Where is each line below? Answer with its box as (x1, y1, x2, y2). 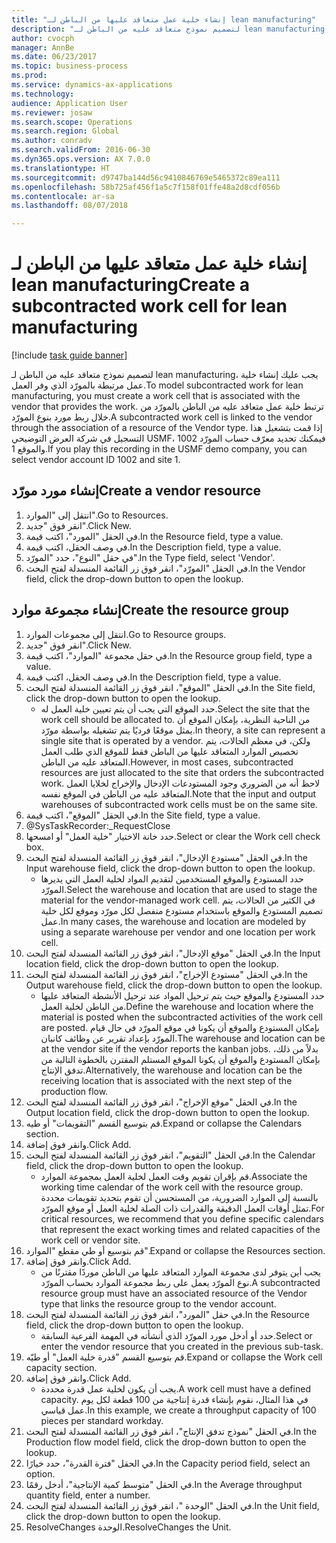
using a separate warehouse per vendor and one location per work (40, 926, 316, 938)
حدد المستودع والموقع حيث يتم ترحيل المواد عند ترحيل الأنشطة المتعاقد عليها (40, 989, 325, 1001)
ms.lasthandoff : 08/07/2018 (11, 201, 129, 211)
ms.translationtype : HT (11, 163, 111, 173)
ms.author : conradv (11, 136, 93, 146)
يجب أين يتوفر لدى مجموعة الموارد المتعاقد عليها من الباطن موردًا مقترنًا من (40, 1266, 321, 1278)
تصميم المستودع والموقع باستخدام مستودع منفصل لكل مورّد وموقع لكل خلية (40, 904, 324, 916)
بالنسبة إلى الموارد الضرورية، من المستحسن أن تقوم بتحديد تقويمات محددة (40, 1191, 319, 1203)
